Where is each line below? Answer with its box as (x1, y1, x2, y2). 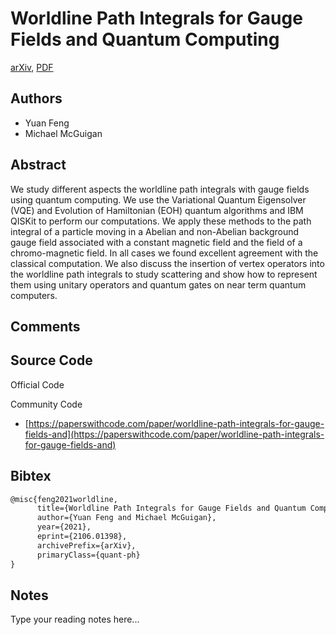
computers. (10, 289, 58, 301)
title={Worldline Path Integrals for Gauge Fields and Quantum (36, 503, 307, 514)
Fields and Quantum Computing (10, 28, 280, 51)
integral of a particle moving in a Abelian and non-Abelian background (10, 225, 300, 237)
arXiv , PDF (10, 61, 54, 73)
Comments (10, 318, 81, 335)
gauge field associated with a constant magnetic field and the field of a (10, 236, 303, 248)
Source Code (10, 352, 93, 369)
